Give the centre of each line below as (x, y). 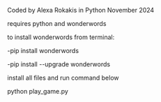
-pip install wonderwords (43, 51)
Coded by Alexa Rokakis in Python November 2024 (81, 10)
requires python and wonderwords (57, 23)
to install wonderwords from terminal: (61, 37)
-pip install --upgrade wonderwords (59, 64)
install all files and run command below (63, 78)
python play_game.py (38, 91)
